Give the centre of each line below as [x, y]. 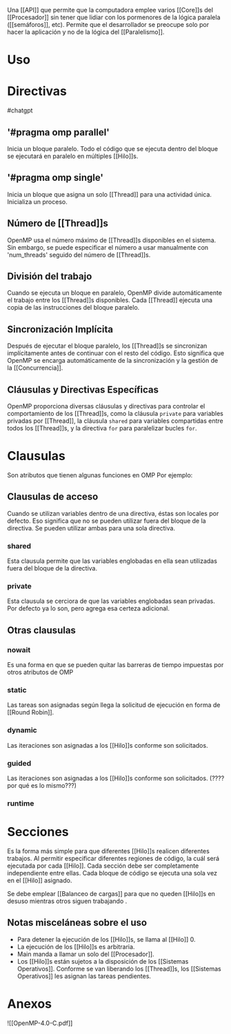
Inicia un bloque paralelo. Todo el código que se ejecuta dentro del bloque [113, 148]
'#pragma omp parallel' [59, 132]
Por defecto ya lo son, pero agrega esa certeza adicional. [89, 608]
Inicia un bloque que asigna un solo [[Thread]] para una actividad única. [110, 194]
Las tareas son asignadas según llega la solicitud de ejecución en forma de [114, 705]
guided [19, 763]
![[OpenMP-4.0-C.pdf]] [40, 1023]
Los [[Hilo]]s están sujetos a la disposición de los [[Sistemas [103, 961]
